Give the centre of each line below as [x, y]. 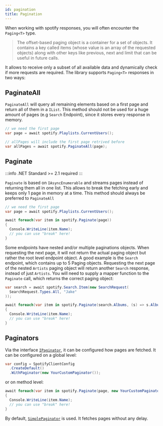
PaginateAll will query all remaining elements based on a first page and [77, 104]
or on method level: [24, 382]
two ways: [15, 78]
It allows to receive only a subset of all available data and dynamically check [81, 67]
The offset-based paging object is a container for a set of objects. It [85, 42]
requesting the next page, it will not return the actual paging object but [76, 252]
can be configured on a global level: [41, 355]
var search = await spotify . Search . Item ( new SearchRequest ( [67, 287]
